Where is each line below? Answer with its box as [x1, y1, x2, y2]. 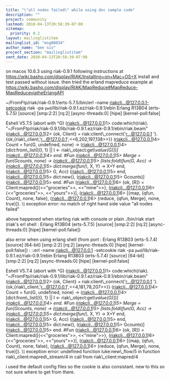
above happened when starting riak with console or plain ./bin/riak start [6, 216, 155, 222]
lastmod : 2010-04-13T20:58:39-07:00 [6, 21, 83, 27]
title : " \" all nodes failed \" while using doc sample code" [6, 7, 136, 13]
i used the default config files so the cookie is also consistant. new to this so [6, 364, 165, 370]
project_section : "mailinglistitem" [6, 50, 83, 55]
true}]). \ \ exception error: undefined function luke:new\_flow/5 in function [6, 349, 160, 355]
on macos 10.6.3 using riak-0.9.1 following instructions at [6, 68, 123, 74]
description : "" [6, 12, 40, 17]
